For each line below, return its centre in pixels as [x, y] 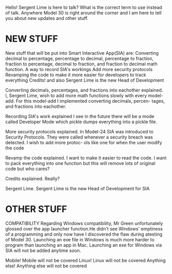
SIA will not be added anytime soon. [43, 250]
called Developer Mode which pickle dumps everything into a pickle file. [81, 122]
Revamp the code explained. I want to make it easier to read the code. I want [86, 157]
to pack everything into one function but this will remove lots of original [80, 163]
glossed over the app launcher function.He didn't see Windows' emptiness [84, 229]
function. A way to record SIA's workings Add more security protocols [79, 69]
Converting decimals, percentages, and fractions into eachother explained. [84, 90]
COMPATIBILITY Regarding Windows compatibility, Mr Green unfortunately [84, 223]
